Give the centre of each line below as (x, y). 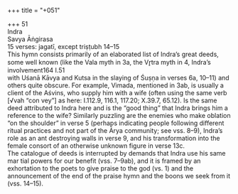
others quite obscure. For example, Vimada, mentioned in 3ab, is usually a (115, 85)
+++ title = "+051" (34, 10)
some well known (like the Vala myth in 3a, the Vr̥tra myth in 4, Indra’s (109, 62)
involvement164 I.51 (36, 70)
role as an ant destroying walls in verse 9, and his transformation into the (114, 138)
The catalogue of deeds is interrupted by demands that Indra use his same (117, 153)
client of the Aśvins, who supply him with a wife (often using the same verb (117, 93)
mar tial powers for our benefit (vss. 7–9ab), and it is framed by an (104, 161)
